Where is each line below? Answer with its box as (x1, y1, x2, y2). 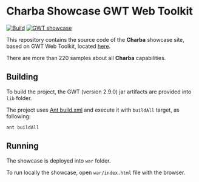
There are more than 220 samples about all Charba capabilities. (6, 54, 166, 61)
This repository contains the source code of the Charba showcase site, (6, 36, 185, 43)
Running (6, 141, 39, 151)
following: (6, 112, 31, 120)
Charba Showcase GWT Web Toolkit (6, 4, 193, 18)
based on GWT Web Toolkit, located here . (6, 42, 111, 50)
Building (6, 72, 38, 83)
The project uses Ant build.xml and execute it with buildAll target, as (6, 106, 180, 113)
